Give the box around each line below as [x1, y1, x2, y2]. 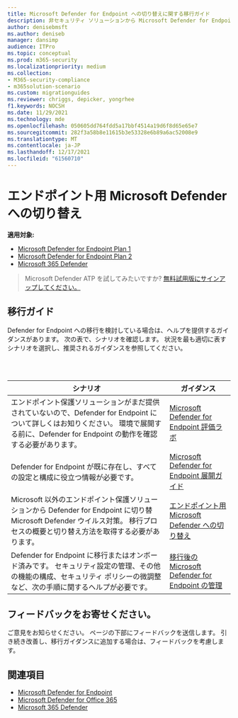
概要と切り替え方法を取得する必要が [32, 526, 154, 536]
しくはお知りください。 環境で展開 [38, 418, 154, 428]
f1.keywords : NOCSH [7, 103, 65, 110]
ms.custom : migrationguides [7, 89, 91, 96]
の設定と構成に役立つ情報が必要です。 [11, 472, 138, 482]
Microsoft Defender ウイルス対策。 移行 [11, 515, 144, 525]
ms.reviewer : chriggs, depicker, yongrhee [7, 96, 135, 103]
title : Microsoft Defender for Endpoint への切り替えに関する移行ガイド [7, 10, 210, 18]
